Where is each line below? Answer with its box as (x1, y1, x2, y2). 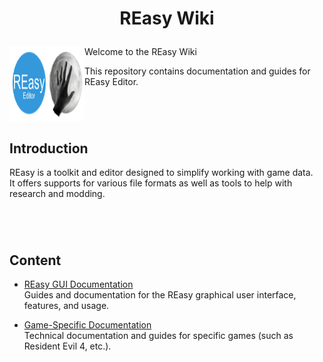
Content (9, 252, 62, 269)
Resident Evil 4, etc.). (23, 340, 112, 352)
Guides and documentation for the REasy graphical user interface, (23, 289, 297, 301)
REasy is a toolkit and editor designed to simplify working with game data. (9, 167, 314, 179)
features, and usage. (23, 300, 110, 312)
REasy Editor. (84, 76, 139, 88)
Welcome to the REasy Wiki (84, 46, 197, 58)
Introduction (9, 140, 89, 157)
